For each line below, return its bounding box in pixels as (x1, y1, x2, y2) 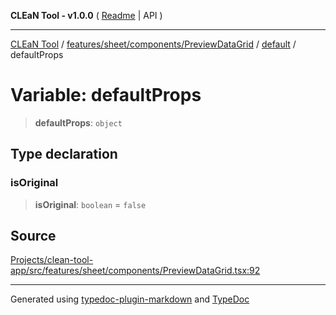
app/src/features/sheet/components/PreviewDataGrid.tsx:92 (10, 265, 261, 277)
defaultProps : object (34, 116, 123, 129)
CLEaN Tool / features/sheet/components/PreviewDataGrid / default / (10, 38, 297, 50)
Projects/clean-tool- (10, 254, 94, 266)
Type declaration (10, 146, 118, 163)
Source (10, 228, 57, 245)
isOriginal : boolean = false (34, 198, 147, 210)
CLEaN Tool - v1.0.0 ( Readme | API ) (10, 10, 163, 21)
